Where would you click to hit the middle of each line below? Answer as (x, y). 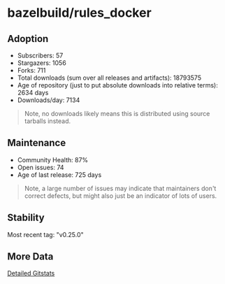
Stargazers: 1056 (42, 63)
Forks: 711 (31, 70)
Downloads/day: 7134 (49, 100)
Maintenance (37, 143)
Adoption (28, 39)
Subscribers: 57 (40, 55)
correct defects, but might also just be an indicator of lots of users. (121, 196)
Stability (26, 218)
